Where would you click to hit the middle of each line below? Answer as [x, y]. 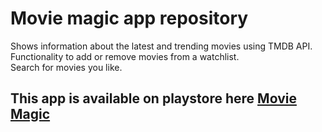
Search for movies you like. [66, 67]
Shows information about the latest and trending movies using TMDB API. [161, 46]
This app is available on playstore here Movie [153, 98]
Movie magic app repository [129, 18]
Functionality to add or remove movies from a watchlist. [125, 56]
